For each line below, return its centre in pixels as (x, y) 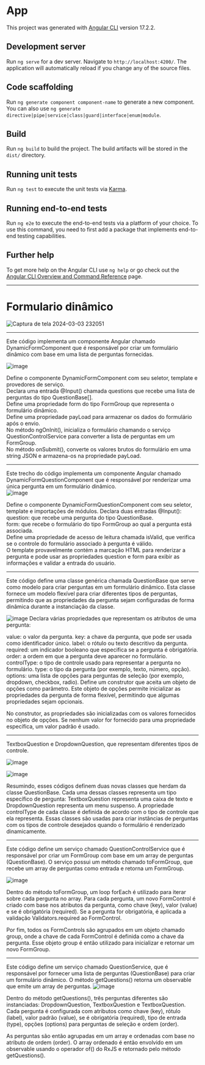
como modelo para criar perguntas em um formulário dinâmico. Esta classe (101, 587)
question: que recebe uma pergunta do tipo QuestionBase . (80, 517)
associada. (20, 530)
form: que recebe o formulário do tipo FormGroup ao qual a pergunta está (99, 524)
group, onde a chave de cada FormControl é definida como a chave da (95, 936)
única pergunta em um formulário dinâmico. (61, 486)
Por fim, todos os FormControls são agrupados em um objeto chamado (95, 929)
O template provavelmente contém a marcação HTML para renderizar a (96, 550)
